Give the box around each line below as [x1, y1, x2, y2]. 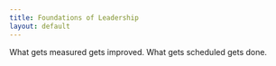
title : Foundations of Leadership [9, 13, 140, 23]
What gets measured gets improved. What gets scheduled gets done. [9, 46, 268, 57]
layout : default [9, 22, 70, 31]
